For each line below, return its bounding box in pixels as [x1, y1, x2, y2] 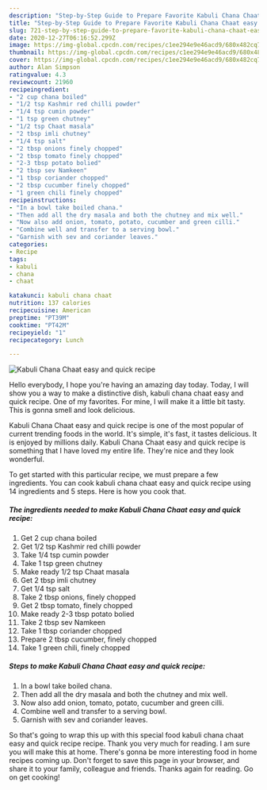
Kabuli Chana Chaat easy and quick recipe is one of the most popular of [9, 421, 244, 430]
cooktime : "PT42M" [9, 321, 70, 329]
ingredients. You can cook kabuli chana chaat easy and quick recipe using [9, 478, 252, 488]
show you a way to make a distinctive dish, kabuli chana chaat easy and [9, 388, 244, 398]
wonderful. [9, 454, 44, 464]
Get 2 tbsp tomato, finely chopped [20, 601, 133, 611]
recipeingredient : [9, 85, 70, 94]
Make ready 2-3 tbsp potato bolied [20, 609, 135, 619]
